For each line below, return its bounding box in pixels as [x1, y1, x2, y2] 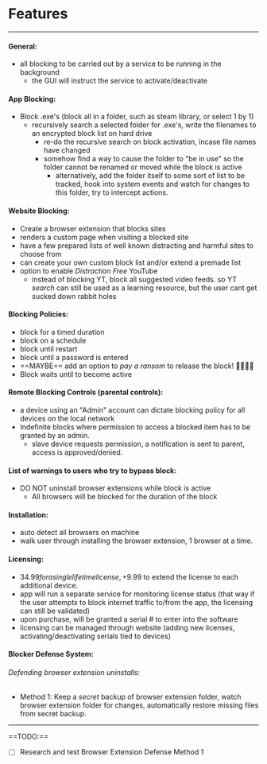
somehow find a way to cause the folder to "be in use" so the [43, 154, 244, 164]
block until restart [19, 343, 78, 354]
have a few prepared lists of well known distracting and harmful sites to [19, 240, 254, 250]
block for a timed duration [19, 327, 105, 336]
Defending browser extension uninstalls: [8, 667, 141, 677]
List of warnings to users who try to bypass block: [8, 466, 177, 475]
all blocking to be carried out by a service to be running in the [19, 59, 222, 68]
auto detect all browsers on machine [19, 528, 140, 537]
